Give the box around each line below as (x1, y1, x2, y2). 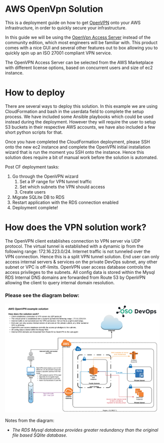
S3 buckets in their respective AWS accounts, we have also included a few (5, 124, 156, 130)
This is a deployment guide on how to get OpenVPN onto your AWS (5, 20, 141, 25)
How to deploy (5, 87, 65, 98)
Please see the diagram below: (5, 292, 80, 298)
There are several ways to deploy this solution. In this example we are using (5, 103, 158, 109)
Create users (19, 189, 46, 195)
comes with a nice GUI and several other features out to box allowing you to (5, 45, 158, 50)
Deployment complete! (12, 204, 58, 210)
